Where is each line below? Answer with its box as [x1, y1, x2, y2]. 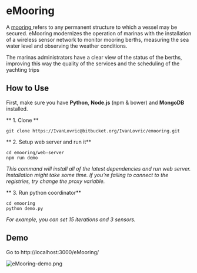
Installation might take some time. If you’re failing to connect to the [6, 171, 169, 178]
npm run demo [6, 155, 38, 161]
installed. [6, 105, 28, 112]
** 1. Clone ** [6, 116, 39, 124]
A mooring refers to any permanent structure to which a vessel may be [6, 24, 178, 31]
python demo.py [6, 205, 44, 211]
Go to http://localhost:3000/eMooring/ [6, 248, 99, 255]
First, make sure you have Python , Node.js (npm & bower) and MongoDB [6, 99, 184, 106]
